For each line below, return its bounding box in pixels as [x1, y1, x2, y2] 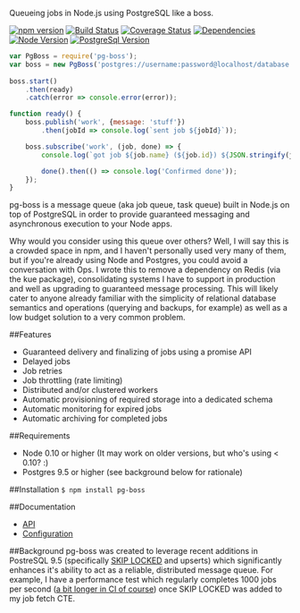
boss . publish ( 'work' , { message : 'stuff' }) [25, 118, 186, 127]
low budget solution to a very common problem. [9, 312, 186, 323]
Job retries [21, 366, 62, 377]
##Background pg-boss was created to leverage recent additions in [9, 546, 259, 557]
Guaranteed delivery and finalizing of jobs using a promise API [21, 346, 253, 357]
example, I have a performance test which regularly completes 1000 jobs [9, 575, 277, 585]
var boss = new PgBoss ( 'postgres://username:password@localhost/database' [9, 60, 294, 69]
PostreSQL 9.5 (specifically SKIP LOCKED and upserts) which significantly [9, 555, 283, 566]
